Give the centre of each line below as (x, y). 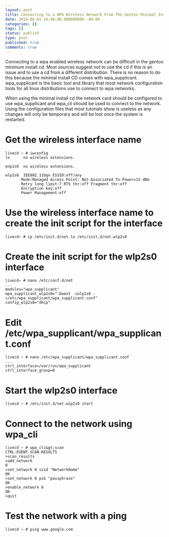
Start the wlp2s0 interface (61, 390)
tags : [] (14, 29)
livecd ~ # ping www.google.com (39, 529)
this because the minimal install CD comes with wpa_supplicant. (72, 77)
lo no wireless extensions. (40, 157)
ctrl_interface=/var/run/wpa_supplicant (48, 366)
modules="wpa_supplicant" (32, 290)
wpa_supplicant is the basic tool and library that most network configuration (84, 83)
